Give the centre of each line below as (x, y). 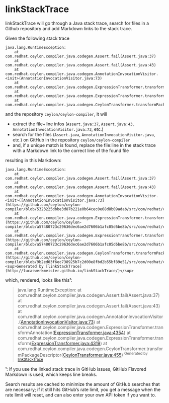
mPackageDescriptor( (40, 355)
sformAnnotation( (36, 333)
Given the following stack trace (37, 38)
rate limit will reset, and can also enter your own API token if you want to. (81, 395)
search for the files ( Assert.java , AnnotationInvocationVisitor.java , (84, 134)
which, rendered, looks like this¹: (39, 280)
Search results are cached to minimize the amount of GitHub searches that (82, 384)
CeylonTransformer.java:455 (92, 355)
